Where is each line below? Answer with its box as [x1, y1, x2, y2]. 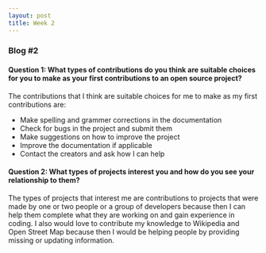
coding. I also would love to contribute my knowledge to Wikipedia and [8, 218, 240, 228]
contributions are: [8, 99, 66, 109]
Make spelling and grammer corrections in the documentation [19, 115, 222, 124]
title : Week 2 [8, 19, 56, 27]
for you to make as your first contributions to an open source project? [8, 73, 242, 84]
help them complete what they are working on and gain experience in [8, 210, 236, 220]
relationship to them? [8, 176, 81, 185]
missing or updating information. [8, 235, 115, 245]
